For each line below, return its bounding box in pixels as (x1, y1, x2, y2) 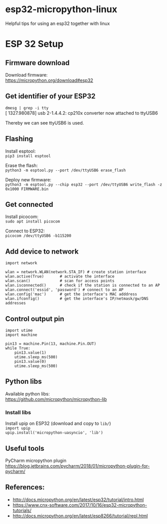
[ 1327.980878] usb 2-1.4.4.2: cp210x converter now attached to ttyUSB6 (5, 110, 158, 116)
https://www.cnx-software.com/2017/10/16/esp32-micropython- (12, 502, 147, 508)
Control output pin (5, 314, 64, 323)
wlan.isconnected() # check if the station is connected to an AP (5, 283, 160, 288)
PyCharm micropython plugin (5, 457, 67, 464)
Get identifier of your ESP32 (5, 92, 95, 101)
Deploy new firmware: (5, 176, 52, 182)
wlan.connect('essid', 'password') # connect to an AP (5, 287, 124, 293)
